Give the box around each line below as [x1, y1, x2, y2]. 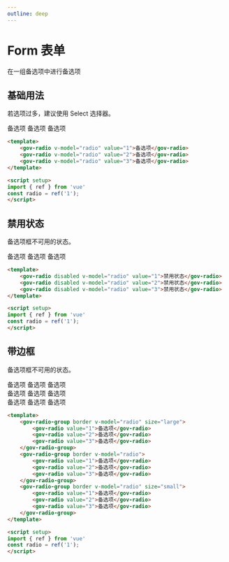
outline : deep [7, 10, 49, 17]
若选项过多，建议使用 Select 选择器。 [7, 109, 115, 118]
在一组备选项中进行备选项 [7, 67, 81, 76]
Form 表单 [7, 43, 66, 58]
